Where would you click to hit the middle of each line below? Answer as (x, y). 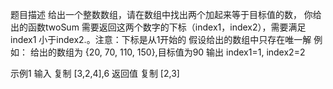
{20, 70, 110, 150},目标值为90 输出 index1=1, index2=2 (195, 52)
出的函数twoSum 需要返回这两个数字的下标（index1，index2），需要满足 (158, 27)
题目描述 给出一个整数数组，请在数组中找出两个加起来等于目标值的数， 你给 (166, 14)
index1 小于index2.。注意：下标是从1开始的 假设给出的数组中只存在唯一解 (161, 39)
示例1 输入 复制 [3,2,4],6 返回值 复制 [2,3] (95, 73)
